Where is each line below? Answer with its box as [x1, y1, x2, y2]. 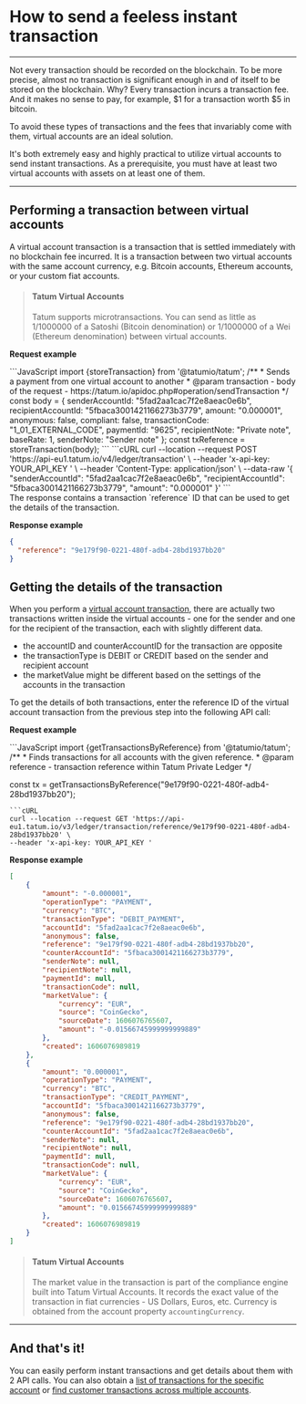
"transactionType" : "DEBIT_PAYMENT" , [42, 914, 185, 923]
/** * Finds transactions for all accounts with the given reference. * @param [9, 752, 294, 763]
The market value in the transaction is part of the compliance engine [31, 1277, 289, 1288]
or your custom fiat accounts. [9, 270, 120, 281]
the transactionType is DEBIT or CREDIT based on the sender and [22, 650, 269, 661]
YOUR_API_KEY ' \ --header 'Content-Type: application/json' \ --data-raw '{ [9, 463, 293, 473]
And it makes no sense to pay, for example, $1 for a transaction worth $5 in [9, 93, 291, 104]
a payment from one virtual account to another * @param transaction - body [9, 376, 296, 387]
